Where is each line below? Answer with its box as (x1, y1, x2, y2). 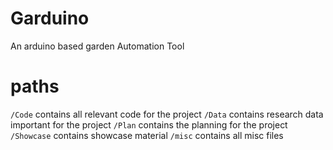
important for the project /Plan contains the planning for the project (10, 118, 288, 131)
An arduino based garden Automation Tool (10, 40, 185, 52)
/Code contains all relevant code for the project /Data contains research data (10, 108, 324, 120)
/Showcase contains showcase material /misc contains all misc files (10, 129, 284, 141)
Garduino (10, 7, 90, 30)
